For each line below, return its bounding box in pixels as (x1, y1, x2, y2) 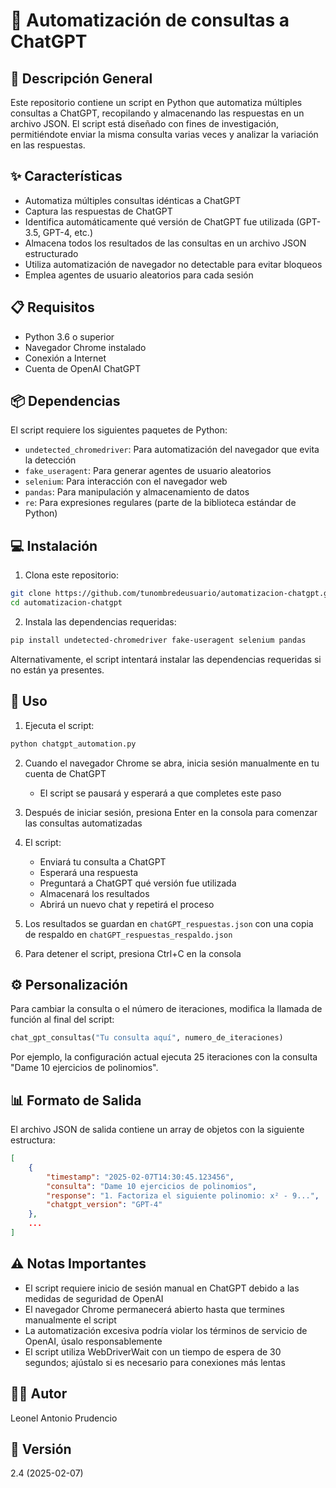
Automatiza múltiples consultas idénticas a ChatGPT (24, 194, 242, 206)
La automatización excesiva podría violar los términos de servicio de (24, 1324, 308, 1336)
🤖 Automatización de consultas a (10, 9, 290, 32)
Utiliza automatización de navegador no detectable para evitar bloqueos (24, 258, 323, 270)
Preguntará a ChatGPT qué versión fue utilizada (39, 877, 237, 889)
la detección (24, 454, 77, 466)
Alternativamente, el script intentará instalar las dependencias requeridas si (10, 653, 322, 665)
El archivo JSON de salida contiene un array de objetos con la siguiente (10, 1124, 305, 1136)
